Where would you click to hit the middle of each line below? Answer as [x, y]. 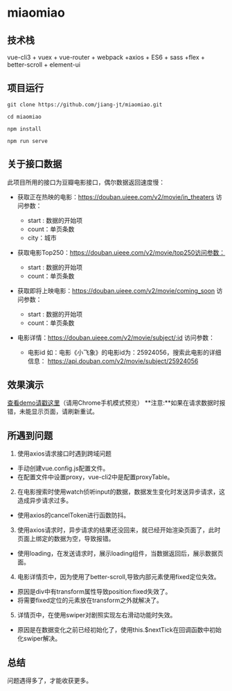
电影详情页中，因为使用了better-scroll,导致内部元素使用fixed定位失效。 [118, 577]
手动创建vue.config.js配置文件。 [63, 468]
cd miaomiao [24, 117]
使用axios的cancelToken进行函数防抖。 [73, 515]
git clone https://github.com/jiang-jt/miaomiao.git [85, 105]
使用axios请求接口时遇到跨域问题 [64, 453]
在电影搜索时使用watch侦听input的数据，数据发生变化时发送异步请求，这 [121, 492]
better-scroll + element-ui [44, 65]
